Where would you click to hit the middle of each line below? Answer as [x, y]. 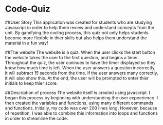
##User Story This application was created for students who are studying [79, 22]
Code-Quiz [28, 9]
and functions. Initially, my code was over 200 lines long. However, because [81, 108]
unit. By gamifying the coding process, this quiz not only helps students [77, 32]
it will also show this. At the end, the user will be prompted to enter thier [77, 78]
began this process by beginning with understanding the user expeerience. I [81, 97]
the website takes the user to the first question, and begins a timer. [72, 57]
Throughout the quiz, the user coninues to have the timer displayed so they [80, 62]
